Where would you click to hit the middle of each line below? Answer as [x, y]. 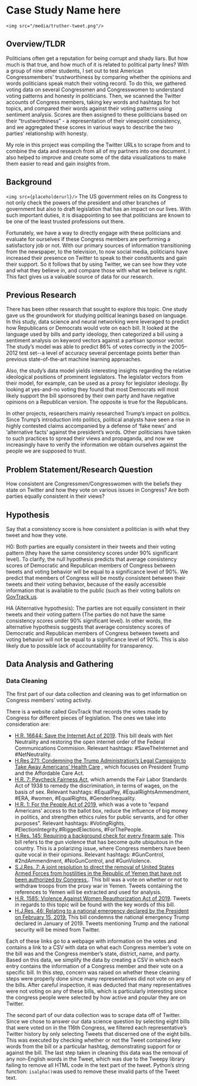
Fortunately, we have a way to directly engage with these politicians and [94, 233]
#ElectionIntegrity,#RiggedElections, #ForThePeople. [79, 829]
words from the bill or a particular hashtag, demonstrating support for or [94, 1046]
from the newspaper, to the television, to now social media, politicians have [97, 252]
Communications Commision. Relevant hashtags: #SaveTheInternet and [101, 748]
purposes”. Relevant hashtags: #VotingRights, [70, 823]
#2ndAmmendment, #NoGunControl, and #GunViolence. [83, 860]
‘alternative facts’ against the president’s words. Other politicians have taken [98, 432]
